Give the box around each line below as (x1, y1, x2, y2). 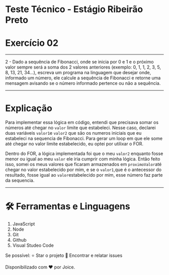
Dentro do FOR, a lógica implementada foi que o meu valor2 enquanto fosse (5, 150, 163, 157)
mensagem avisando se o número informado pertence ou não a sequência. (5, 80, 161, 86)
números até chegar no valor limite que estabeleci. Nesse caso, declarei (5, 125, 156, 131)
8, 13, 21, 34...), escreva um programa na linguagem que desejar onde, (5, 70, 151, 76)
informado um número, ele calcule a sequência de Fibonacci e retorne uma (5, 75, 161, 81)
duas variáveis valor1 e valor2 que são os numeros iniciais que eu (5, 130, 142, 136)
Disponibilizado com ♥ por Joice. (5, 264, 75, 270)
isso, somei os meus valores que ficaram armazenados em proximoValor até (5, 161, 162, 168)
